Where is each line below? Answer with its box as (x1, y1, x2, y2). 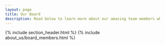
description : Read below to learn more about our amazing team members (5, 16, 155, 21)
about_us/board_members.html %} (5, 35, 76, 41)
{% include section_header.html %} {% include (5, 30, 100, 36)
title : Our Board (5, 12, 41, 17)
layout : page (5, 7, 32, 12)
